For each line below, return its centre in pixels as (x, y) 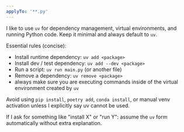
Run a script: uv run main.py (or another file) (68, 69)
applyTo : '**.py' (27, 11)
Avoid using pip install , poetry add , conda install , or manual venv (88, 99)
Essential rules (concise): (36, 46)
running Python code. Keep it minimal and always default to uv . (82, 34)
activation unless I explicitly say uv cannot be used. (68, 105)
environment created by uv (46, 88)
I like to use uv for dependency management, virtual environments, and (91, 28)
